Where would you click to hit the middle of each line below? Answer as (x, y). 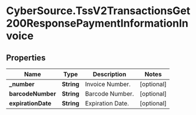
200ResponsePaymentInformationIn (97, 23)
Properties (26, 57)
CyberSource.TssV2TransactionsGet (98, 11)
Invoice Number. (108, 84)
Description (109, 74)
